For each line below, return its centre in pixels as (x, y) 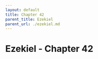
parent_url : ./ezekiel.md (32, 24)
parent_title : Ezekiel (29, 19)
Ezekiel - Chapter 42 (49, 49)
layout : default (22, 10)
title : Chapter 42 (25, 15)
